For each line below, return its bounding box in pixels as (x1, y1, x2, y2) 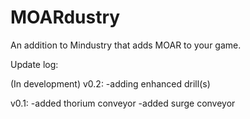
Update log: (10, 58, 59, 70)
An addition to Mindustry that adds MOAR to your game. (10, 39, 242, 51)
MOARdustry (10, 6, 121, 29)
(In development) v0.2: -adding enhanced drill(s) (10, 77, 211, 90)
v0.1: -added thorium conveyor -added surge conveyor (10, 97, 236, 109)
